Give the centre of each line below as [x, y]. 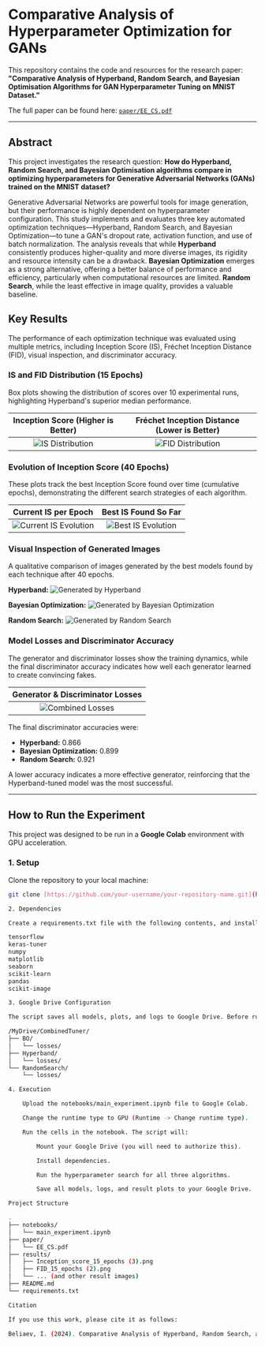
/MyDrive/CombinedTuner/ [49, 1031]
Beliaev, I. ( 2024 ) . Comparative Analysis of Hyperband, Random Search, [130, 1334]
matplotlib [26, 959]
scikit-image [30, 989]
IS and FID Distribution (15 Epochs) [76, 375]
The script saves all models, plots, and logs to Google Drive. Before [128, 1017]
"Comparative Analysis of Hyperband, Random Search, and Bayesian [124, 78]
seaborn [21, 967]
